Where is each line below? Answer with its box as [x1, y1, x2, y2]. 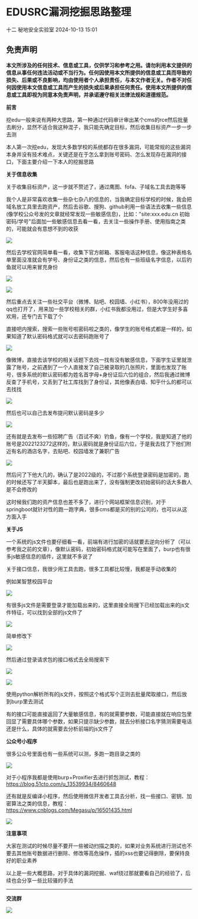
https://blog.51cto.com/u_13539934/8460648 [6, 780, 117, 787]
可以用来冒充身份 [16, 263, 58, 270]
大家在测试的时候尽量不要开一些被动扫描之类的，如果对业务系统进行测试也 [6, 842, 187, 849]
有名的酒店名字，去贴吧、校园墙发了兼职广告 [11, 447, 120, 454]
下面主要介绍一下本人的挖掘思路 [16, 158, 94, 165]
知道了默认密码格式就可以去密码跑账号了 [11, 332, 110, 339]
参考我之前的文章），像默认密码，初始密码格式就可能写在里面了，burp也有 [6, 546, 186, 553]
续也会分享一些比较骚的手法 [6, 877, 74, 884]
